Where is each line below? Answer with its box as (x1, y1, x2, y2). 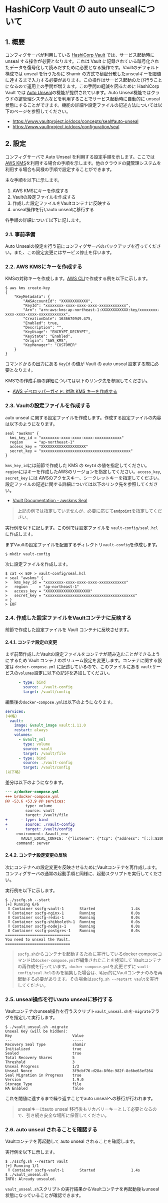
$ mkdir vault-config (5, 551, 50, 556)
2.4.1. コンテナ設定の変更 (5, 639, 57, 645)
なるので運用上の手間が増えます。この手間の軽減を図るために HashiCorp (9, 83, 159, 89)
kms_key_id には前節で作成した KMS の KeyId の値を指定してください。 (5, 462, 150, 468)
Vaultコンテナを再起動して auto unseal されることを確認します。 (5, 1138, 138, 1144)
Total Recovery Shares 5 (5, 1056, 75, 1061)
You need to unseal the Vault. (5, 937, 70, 942)
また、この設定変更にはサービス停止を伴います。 (13, 249, 114, 255)
